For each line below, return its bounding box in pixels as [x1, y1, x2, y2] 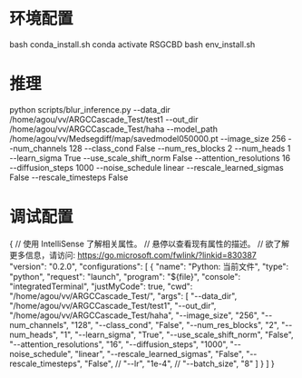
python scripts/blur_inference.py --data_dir [9, 104, 170, 114]
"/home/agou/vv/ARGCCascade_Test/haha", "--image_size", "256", [9, 310, 260, 321]
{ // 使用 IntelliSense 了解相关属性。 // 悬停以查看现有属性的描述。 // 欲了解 [9, 238, 290, 249]
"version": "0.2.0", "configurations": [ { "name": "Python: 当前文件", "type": [9, 261, 288, 272]
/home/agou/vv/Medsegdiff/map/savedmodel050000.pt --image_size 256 [9, 133, 287, 144]
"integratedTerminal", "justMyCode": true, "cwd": [9, 281, 193, 292]
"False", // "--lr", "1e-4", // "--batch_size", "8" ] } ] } [84, 358, 275, 369]
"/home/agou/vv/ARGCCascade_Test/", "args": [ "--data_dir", [9, 290, 238, 301]
